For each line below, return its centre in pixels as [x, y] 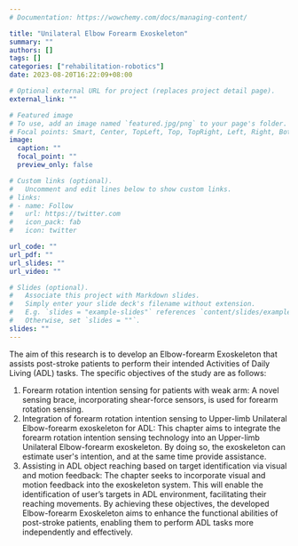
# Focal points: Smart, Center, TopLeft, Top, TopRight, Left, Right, [142, 132]
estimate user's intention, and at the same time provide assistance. [144, 456]
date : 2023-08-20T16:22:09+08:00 [71, 75]
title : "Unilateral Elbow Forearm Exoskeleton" [99, 33]
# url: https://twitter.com [65, 214]
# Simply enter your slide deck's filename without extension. [132, 304]
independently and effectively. [77, 532]
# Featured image [41, 115]
